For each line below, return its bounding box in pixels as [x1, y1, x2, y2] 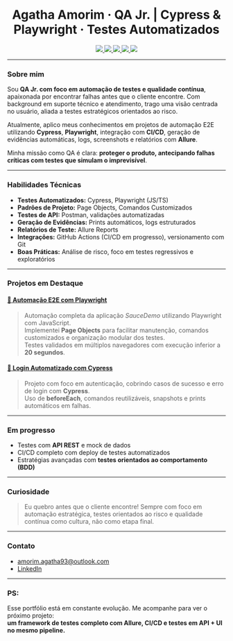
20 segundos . [24, 348, 66, 357]
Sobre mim [7, 69, 45, 79]
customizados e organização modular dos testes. [24, 333, 165, 341]
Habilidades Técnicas [7, 180, 82, 190]
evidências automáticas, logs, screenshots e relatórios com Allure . [7, 135, 198, 144]
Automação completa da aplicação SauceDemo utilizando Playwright [24, 311, 222, 319]
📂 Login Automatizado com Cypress [7, 364, 113, 373]
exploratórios [17, 255, 55, 263]
